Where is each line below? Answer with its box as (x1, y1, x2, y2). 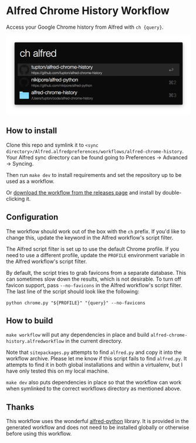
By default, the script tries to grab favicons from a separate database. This (6, 269, 187, 276)
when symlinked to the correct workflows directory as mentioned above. (6, 385, 182, 392)
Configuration (6, 212, 59, 222)
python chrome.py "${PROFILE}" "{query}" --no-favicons (6, 300, 146, 306)
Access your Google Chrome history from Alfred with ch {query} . (6, 23, 164, 30)
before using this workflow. (6, 430, 72, 437)
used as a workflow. (6, 178, 55, 185)
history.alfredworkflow (6, 339, 65, 345)
